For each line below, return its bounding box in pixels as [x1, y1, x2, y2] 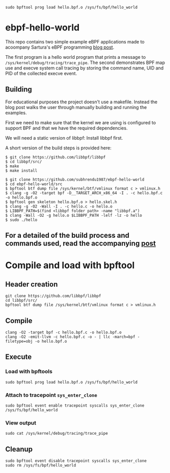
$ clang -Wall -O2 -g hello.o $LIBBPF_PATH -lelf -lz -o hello [5, 213, 143, 218]
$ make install [5, 168, 38, 173]
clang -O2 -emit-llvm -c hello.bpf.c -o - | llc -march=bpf [5, 334, 136, 340]
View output [5, 419, 37, 426]
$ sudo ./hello [5, 217, 38, 222]
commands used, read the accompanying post [5, 239, 156, 248]
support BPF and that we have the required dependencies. [5, 125, 128, 131]
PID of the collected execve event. [5, 70, 77, 76]
